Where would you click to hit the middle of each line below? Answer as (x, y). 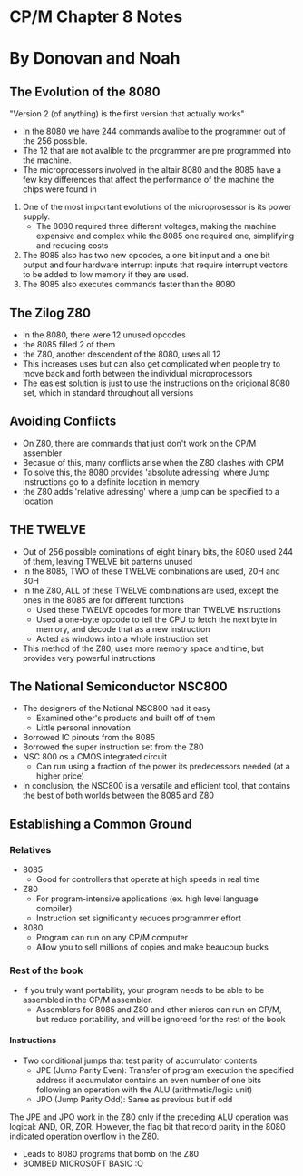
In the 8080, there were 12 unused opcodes (104, 335)
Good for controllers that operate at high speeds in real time (148, 879)
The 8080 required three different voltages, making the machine (156, 226)
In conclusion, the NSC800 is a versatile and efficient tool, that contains (156, 786)
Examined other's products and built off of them (126, 718)
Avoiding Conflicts (63, 422)
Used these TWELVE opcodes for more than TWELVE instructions (158, 609)
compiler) (54, 909)
